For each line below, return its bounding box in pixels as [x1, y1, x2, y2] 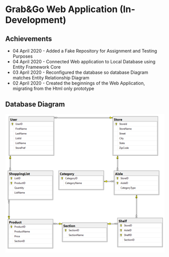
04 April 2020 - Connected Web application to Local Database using [12, 59, 156, 64]
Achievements [5, 34, 52, 43]
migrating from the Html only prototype [12, 85, 95, 92]
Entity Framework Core [12, 64, 61, 70]
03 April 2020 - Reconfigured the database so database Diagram [12, 69, 148, 75]
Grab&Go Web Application [5, 4, 118, 15]
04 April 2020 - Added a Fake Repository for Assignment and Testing [12, 48, 157, 54]
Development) [5, 14, 67, 26]
